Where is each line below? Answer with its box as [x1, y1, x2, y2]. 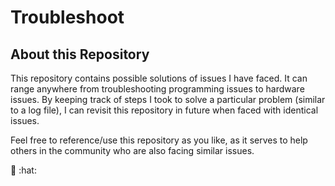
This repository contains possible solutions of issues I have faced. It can [10, 72, 308, 84]
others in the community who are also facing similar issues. [10, 145, 255, 156]
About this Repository [10, 46, 150, 63]
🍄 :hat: [10, 164, 37, 176]
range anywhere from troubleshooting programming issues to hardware [10, 83, 305, 95]
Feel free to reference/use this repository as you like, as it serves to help [10, 134, 308, 146]
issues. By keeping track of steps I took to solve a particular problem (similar [10, 94, 326, 105]
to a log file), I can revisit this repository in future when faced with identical [10, 104, 319, 116]
